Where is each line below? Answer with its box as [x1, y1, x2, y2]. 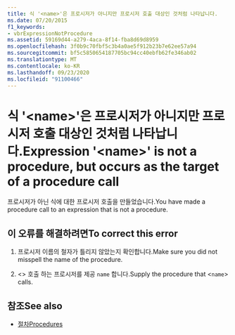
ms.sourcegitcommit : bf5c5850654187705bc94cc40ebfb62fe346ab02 [7, 50, 197, 57]
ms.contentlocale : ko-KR [7, 63, 80, 70]
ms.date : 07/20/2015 [7, 17, 68, 24]
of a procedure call [7, 173, 120, 190]
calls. [17, 278, 33, 287]
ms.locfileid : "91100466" [7, 75, 83, 83]
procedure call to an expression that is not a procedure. [7, 205, 168, 214]
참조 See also [7, 300, 63, 312]
